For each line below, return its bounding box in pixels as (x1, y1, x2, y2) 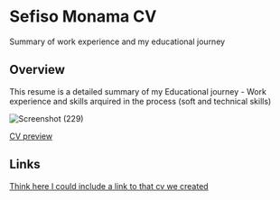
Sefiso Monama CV (9, 6, 157, 27)
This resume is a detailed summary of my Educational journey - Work (9, 86, 266, 96)
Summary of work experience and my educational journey (9, 36, 226, 47)
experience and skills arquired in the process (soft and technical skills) (9, 95, 272, 106)
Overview (9, 62, 66, 77)
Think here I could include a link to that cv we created (9, 180, 210, 191)
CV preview (9, 131, 52, 141)
